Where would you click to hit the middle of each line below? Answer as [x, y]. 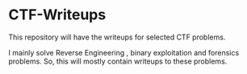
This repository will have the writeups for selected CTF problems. [117, 37]
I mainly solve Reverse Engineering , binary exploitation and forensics [124, 52]
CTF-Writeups [57, 15]
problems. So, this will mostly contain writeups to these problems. [118, 61]
